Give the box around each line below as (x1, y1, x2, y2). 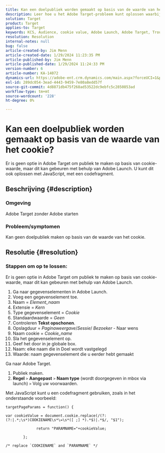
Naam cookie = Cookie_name (12, 330, 72, 336)
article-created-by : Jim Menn (5, 48, 68, 53)
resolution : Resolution (5, 35, 54, 40)
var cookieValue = (5, 413, 43, 418)
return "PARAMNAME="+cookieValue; (36, 426, 107, 431)
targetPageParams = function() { (5, 405, 74, 409)
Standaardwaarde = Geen (12, 315, 65, 320)
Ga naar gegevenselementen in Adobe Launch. (12, 289, 108, 294)
